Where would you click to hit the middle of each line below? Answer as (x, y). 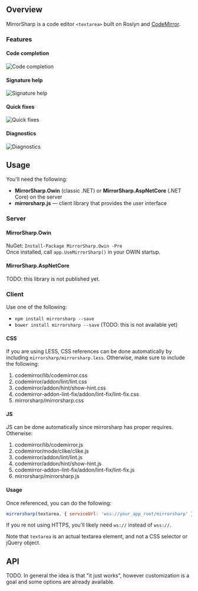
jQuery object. (23, 543)
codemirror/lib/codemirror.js (49, 445)
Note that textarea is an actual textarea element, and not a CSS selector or (97, 537)
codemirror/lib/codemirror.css (51, 375)
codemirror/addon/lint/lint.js (49, 457)
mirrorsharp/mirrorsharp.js (47, 476)
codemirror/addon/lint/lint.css (51, 382)
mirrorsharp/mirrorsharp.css (49, 401)
